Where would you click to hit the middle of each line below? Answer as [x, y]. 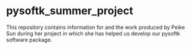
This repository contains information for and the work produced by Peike [95, 27]
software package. [29, 40]
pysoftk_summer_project [70, 11]
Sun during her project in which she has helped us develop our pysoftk [93, 33]
